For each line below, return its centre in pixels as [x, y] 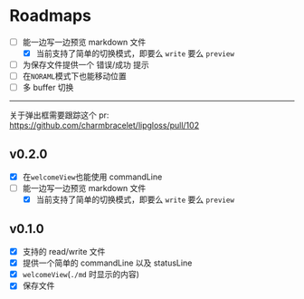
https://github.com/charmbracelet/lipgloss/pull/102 [104, 125]
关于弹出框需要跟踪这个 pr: [59, 115]
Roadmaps [51, 16]
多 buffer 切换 [48, 88]
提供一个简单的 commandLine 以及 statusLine [107, 263]
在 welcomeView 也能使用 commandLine [92, 177]
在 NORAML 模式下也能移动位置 [74, 76]
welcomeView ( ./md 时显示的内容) [81, 275]
